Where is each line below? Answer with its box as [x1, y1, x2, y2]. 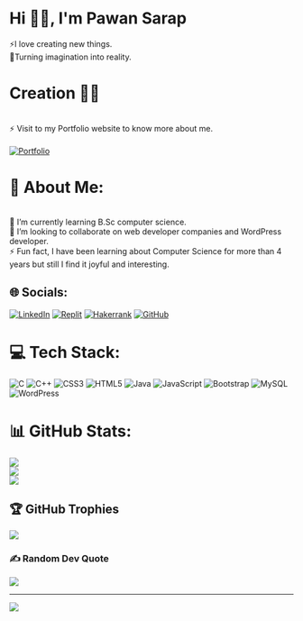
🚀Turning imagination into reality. [9, 51, 133, 62]
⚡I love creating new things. [9, 38, 113, 49]
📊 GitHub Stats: [9, 421, 133, 441]
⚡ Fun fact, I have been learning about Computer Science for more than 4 [9, 245, 282, 256]
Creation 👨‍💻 [9, 83, 101, 104]
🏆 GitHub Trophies [9, 501, 120, 516]
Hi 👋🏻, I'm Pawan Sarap [9, 8, 188, 29]
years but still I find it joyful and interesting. [9, 259, 170, 269]
